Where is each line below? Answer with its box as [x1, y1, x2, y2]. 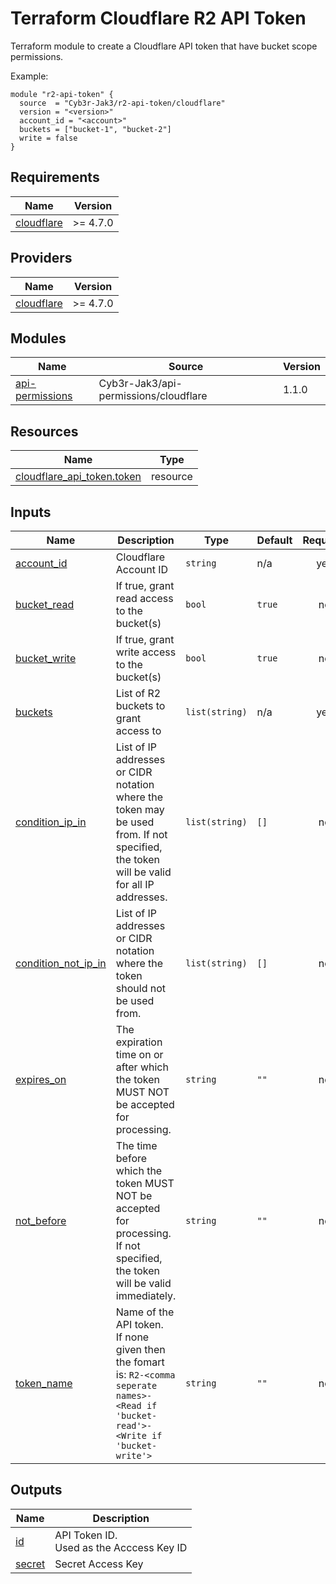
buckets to [115, 699, 166, 712]
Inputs [10, 503, 52, 521]
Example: [10, 70, 49, 82]
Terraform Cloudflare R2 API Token [10, 7, 307, 30]
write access [115, 645, 177, 659]
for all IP [115, 878, 155, 891]
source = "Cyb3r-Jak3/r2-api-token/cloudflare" [19, 98, 226, 108]
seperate [115, 1380, 158, 1391]
